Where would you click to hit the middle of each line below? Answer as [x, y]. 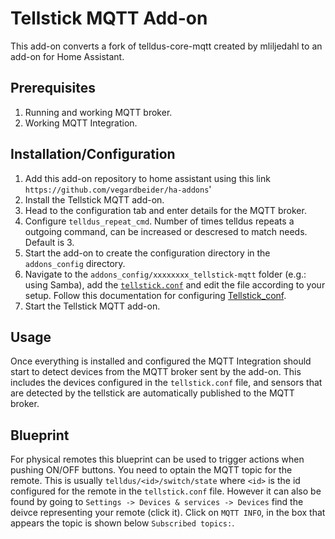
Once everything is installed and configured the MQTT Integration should [161, 361]
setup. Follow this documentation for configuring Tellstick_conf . [155, 295]
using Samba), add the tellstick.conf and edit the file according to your [175, 284]
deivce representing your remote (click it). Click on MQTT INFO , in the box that [168, 513]
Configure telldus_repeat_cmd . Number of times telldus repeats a [159, 221]
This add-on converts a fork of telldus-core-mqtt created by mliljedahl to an [166, 46]
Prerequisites [53, 88]
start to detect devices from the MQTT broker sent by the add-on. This [156, 372]
